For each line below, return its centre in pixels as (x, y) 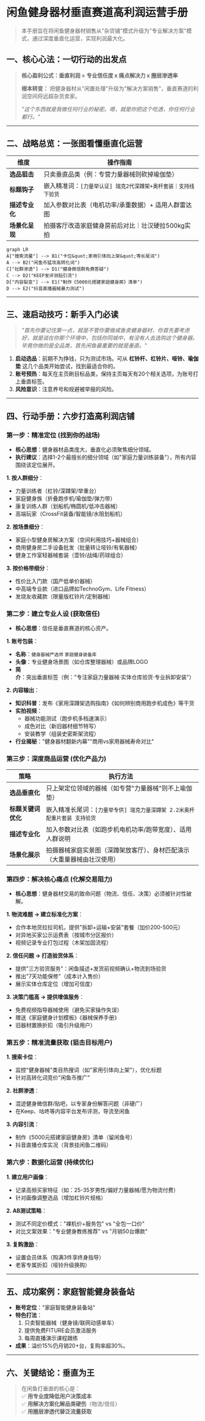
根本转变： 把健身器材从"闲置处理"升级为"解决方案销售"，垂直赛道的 (107, 88)
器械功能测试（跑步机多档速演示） (67, 718)
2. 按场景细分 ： (26, 527)
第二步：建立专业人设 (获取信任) (53, 614)
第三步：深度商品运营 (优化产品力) (56, 759)
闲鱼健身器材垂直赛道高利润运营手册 (97, 13)
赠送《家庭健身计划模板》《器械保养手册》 (67, 1017)
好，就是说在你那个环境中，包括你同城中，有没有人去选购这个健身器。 (110, 338)
